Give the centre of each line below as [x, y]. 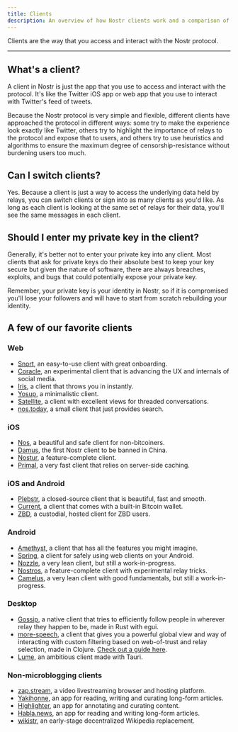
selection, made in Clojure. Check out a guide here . [92, 649]
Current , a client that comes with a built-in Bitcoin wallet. [100, 507]
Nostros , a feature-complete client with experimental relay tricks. [112, 570]
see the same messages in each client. [64, 215]
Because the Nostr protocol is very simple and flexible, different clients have [119, 116]
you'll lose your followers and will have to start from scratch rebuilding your [117, 298]
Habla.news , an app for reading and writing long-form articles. [109, 714]
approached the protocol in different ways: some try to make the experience [119, 123]
